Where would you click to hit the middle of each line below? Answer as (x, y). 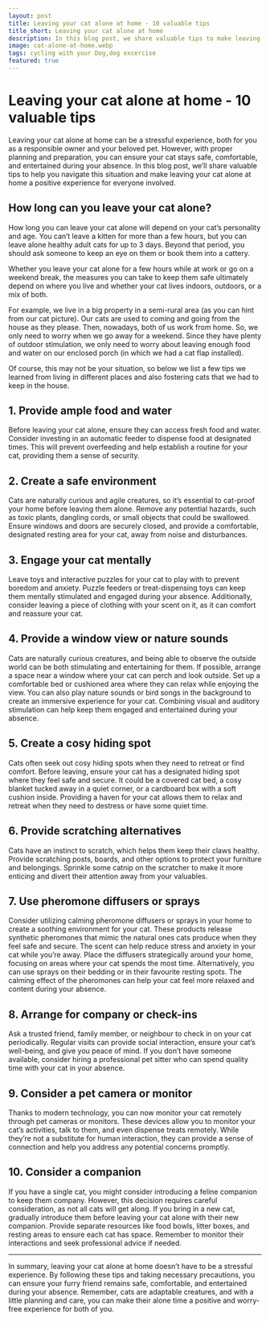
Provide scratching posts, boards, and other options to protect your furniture (135, 859)
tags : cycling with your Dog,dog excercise (82, 53)
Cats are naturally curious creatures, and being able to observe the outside (132, 658)
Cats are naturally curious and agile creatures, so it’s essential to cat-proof (132, 501)
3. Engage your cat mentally (80, 560)
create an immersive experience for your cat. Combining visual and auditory (134, 700)
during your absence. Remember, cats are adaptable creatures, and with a (131, 1291)
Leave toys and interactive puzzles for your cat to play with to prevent (124, 580)
